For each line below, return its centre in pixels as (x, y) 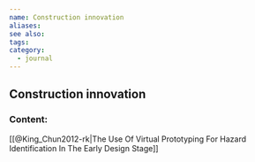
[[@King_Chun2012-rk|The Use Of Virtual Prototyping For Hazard (128, 139)
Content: (29, 120)
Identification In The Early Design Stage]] (84, 148)
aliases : (25, 26)
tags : (19, 42)
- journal (35, 58)
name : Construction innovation (67, 17)
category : (27, 50)
